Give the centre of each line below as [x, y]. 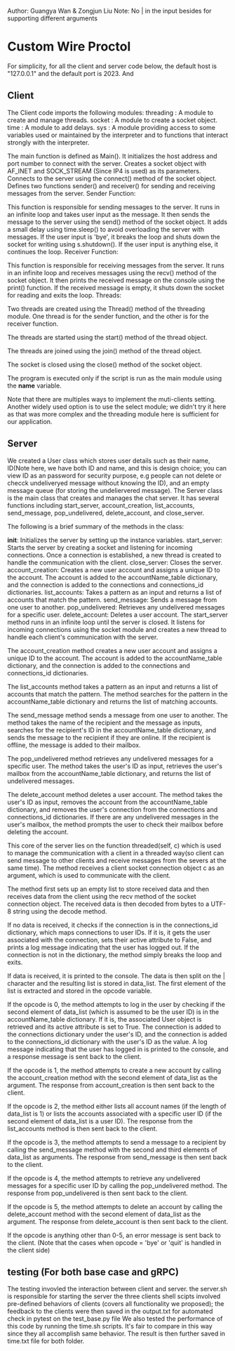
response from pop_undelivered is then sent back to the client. [98, 1193]
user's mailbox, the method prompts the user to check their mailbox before [115, 824]
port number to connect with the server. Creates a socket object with [107, 163]
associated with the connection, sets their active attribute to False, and [109, 940]
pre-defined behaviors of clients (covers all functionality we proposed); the [116, 1304]
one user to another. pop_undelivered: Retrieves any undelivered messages [116, 607]
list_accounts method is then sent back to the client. [82, 1128]
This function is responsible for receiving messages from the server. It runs [116, 265]
